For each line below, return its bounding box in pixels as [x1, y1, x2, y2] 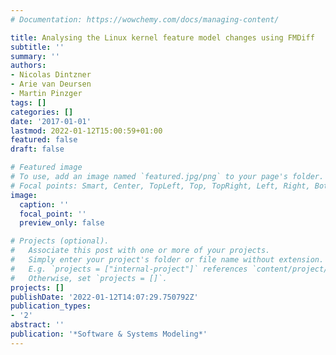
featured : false [10, 135, 78, 145]
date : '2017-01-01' [10, 116, 92, 126]
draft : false [10, 144, 65, 155]
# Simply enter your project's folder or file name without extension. [10, 255, 325, 265]
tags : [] [10, 97, 47, 108]
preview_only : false [19, 218, 105, 228]
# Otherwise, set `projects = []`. [10, 273, 168, 283]
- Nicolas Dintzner [10, 70, 92, 80]
